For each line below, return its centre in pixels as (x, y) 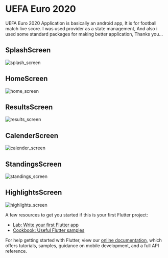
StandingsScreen (34, 164)
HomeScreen (27, 79)
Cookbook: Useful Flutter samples (49, 230)
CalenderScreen (32, 136)
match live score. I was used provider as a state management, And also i (81, 28)
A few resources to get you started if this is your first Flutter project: (77, 215)
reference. (16, 251)
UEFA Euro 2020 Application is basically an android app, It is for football (81, 23)
